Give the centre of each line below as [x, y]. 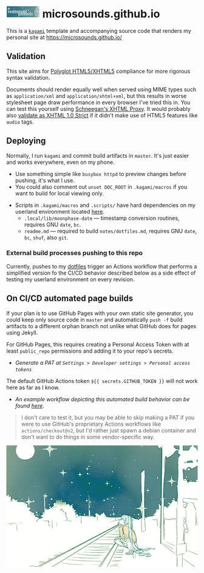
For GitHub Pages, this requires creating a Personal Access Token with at [98, 344]
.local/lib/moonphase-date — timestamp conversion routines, [102, 218]
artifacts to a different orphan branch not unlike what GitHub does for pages [101, 326]
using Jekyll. [22, 332]
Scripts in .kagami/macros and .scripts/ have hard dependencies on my [105, 205]
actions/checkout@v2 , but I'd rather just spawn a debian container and [108, 430]
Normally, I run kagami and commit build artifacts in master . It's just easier [98, 155]
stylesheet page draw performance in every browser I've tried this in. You [98, 102]
